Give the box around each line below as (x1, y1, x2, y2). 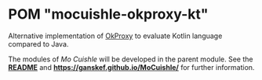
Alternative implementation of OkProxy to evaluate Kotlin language (8, 31, 223, 40)
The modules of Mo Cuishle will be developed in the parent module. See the (8, 54, 253, 64)
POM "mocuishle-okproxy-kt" (8, 5, 209, 23)
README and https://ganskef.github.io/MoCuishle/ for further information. (8, 62, 255, 71)
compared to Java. (8, 39, 69, 48)
